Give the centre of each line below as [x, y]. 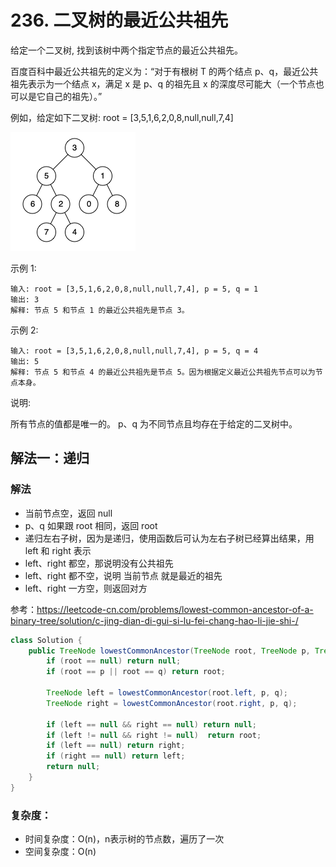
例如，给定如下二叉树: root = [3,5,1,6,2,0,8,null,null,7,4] [122, 117]
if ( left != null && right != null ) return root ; [154, 735]
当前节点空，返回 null [68, 513]
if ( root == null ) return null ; [114, 661]
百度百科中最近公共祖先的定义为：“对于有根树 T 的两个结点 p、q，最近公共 [164, 71]
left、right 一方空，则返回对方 [86, 588]
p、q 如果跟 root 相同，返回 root [91, 525]
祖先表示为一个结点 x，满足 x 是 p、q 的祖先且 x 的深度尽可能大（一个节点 [163, 83]
